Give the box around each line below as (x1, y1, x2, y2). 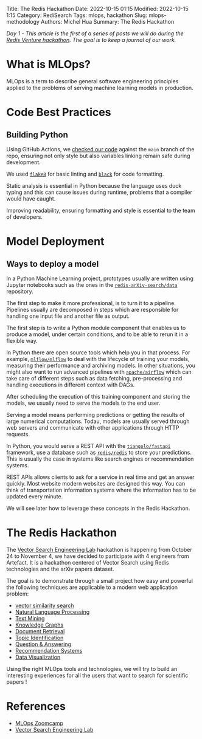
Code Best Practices (6, 106, 111, 119)
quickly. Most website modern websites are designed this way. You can (6, 479, 186, 487)
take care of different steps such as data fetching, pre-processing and (6, 374, 183, 382)
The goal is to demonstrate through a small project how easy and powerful (6, 577, 193, 584)
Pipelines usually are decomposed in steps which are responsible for (6, 306, 179, 313)
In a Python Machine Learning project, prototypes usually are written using (6, 275, 193, 282)
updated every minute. (6, 492, 63, 500)
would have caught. (6, 194, 56, 202)
